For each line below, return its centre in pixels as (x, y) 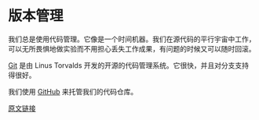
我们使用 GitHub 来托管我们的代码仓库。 (73, 91)
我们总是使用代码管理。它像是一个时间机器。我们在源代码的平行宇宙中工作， (132, 39)
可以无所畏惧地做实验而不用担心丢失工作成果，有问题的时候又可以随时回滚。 (132, 48)
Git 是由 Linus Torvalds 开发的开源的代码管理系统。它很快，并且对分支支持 (129, 65)
